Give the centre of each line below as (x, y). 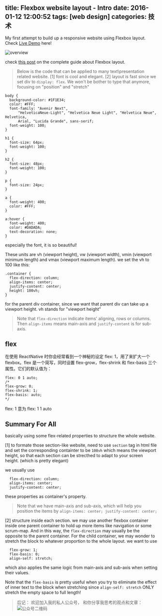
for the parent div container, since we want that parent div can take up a (77, 304)
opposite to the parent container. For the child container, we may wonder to (80, 536)
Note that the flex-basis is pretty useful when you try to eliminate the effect (81, 582)
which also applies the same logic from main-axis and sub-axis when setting (81, 567)
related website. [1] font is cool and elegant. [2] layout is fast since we (86, 76)
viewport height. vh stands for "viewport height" (53, 309)
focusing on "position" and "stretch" (53, 86)
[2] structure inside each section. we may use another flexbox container (77, 521)
